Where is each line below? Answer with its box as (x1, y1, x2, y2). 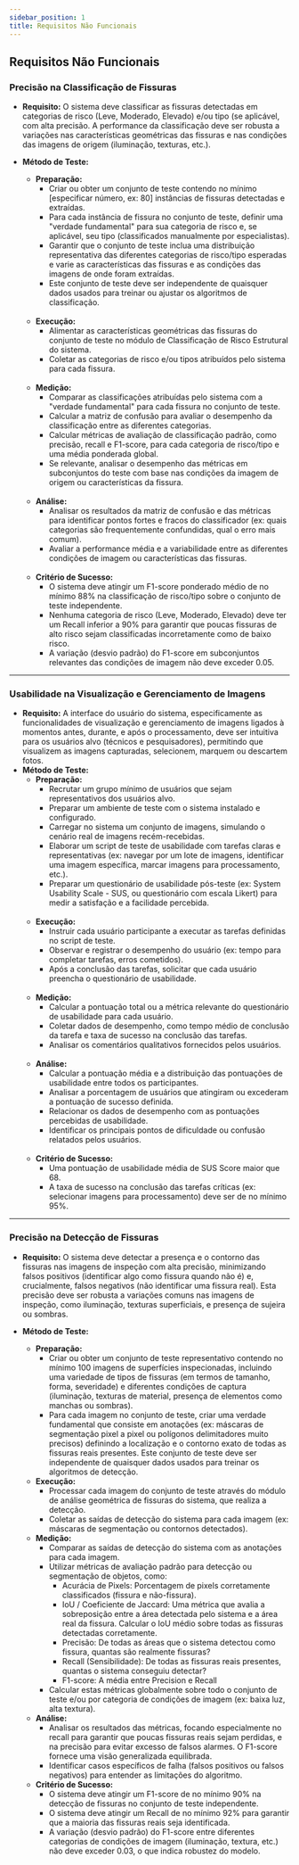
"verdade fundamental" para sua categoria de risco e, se (48, 221, 258, 232)
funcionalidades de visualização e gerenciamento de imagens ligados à (21, 717, 285, 728)
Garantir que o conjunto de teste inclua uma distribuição (48, 240, 255, 251)
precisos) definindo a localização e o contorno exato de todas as (48, 1438, 287, 1448)
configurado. (48, 813, 96, 823)
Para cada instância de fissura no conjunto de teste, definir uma (48, 211, 283, 223)
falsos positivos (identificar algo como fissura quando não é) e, (21, 1270, 254, 1281)
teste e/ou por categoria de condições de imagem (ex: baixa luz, (48, 1694, 286, 1704)
